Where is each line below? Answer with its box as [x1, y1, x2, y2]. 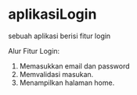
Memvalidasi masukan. [19, 69, 94, 79]
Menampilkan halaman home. [19, 78, 115, 87]
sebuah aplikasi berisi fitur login [8, 31, 111, 40]
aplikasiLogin [8, 5, 97, 23]
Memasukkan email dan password [19, 61, 131, 71]
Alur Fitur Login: [8, 46, 60, 55]
